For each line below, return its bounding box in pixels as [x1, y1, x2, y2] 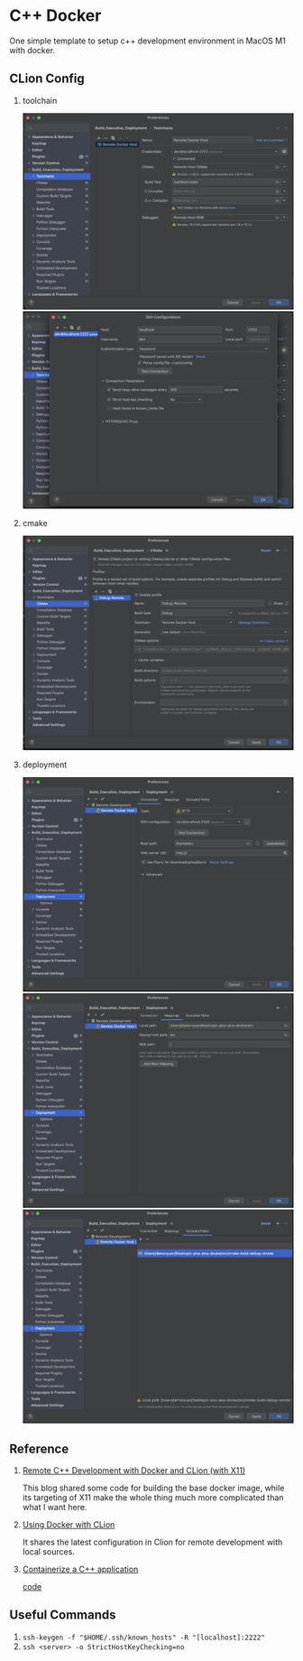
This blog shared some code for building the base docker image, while [22, 1482, 285, 1493]
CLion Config [9, 71, 86, 87]
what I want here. [22, 1501, 87, 1512]
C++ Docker [9, 5, 102, 26]
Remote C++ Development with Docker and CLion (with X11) [22, 1464, 246, 1476]
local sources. [22, 1545, 75, 1557]
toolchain [22, 95, 58, 106]
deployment [22, 759, 68, 770]
